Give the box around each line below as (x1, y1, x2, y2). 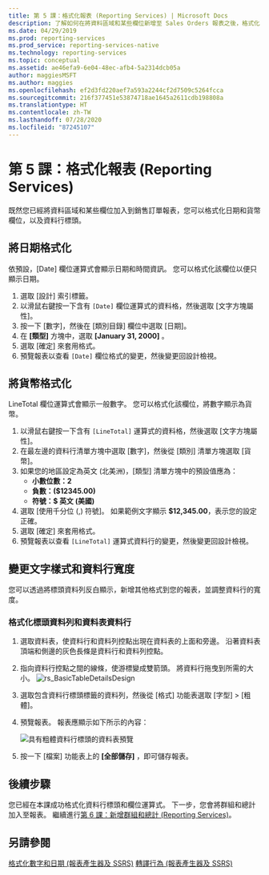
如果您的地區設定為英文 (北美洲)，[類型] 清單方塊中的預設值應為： (19, 466, 239, 476)
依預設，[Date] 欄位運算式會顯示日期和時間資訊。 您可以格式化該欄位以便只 (8, 263, 258, 273)
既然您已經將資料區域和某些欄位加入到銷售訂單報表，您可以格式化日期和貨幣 (8, 205, 261, 215)
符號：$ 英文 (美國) (31, 496, 94, 506)
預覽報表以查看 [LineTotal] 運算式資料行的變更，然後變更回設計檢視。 (19, 536, 254, 546)
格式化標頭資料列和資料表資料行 (8, 617, 132, 628)
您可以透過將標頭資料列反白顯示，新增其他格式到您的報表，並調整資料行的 (8, 585, 254, 595)
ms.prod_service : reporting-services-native (8, 42, 159, 50)
